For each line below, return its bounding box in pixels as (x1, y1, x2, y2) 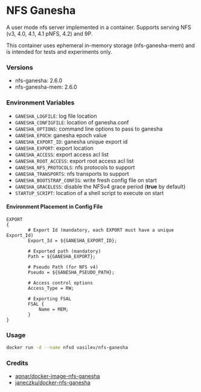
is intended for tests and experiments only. (6, 48, 113, 55)
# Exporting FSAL (28, 295, 71, 302)
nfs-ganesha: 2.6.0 (14, 77, 63, 85)
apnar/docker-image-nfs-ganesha (14, 373, 100, 380)
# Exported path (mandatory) (28, 248, 101, 254)
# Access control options (28, 280, 94, 286)
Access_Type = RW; (28, 285, 74, 291)
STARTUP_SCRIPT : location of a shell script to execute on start (14, 189, 164, 196)
